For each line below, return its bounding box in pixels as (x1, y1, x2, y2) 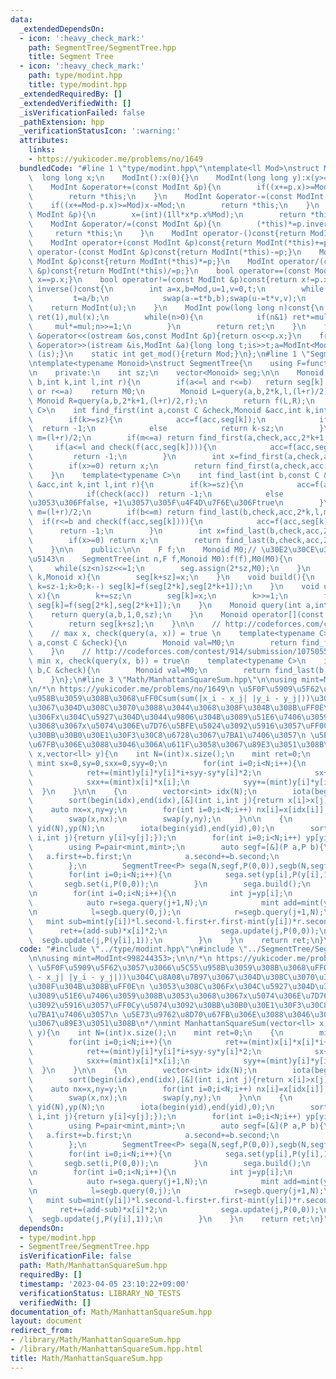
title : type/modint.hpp (28, 80, 128, 90)
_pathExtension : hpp (19, 117, 105, 127)
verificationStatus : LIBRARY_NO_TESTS (19, 1288, 182, 1298)
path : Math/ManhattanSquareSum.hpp (19, 1261, 168, 1271)
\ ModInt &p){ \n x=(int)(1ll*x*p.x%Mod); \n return (28, 210, 307, 220)
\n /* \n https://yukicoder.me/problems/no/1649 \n (28, 684, 235, 694)
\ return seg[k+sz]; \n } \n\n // (28, 619, 222, 629)
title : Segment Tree (28, 52, 114, 62)
